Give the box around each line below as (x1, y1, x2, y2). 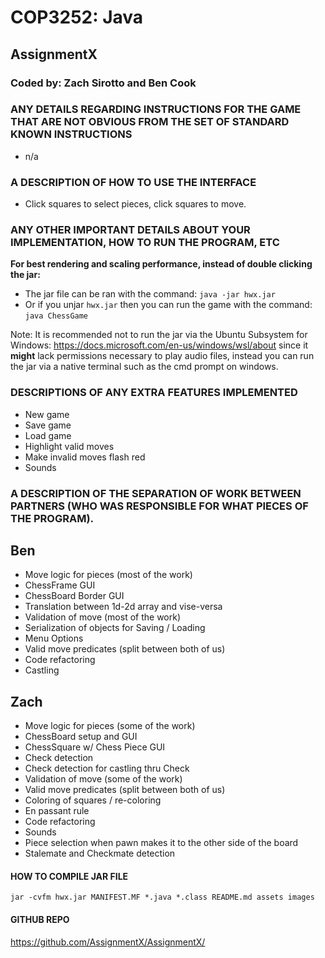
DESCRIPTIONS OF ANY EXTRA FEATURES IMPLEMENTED (10, 386, 298, 400)
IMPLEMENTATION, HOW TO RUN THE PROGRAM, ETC (10, 236, 280, 250)
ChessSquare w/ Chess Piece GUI (24, 741, 166, 753)
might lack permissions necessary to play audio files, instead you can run (10, 350, 315, 362)
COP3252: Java (10, 6, 144, 29)
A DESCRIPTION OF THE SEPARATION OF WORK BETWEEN (10, 486, 302, 500)
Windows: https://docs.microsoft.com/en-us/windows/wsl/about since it (10, 339, 309, 351)
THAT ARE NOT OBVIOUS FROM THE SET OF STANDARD (10, 115, 290, 129)
